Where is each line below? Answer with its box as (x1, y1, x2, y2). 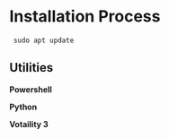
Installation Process (9, 6, 161, 27)
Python (9, 101, 38, 112)
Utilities (9, 60, 54, 75)
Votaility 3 (9, 118, 49, 129)
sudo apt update (13, 36, 75, 45)
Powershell (9, 83, 52, 95)
